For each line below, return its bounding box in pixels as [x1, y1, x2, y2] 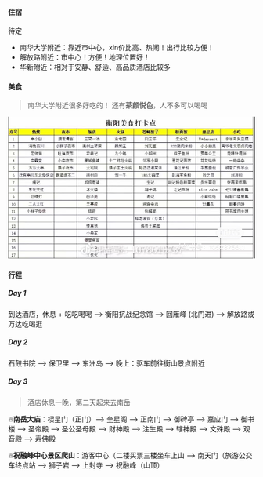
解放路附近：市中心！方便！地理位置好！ [19, 53, 150, 62]
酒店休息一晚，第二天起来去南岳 [27, 397, 131, 407]
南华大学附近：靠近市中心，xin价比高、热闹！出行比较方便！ [19, 43, 215, 53]
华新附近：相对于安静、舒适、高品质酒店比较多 [19, 63, 171, 72]
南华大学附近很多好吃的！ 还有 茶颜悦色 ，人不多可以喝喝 [27, 100, 208, 110]
